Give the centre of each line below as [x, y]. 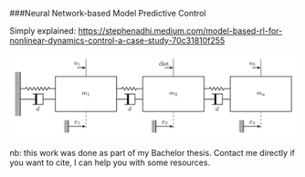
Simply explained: [43, 31]
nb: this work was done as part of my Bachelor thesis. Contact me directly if [152, 152]
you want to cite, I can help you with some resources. [110, 162]
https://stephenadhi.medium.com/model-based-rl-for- [180, 31]
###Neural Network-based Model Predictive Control [108, 13]
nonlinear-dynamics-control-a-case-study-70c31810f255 [117, 41]
